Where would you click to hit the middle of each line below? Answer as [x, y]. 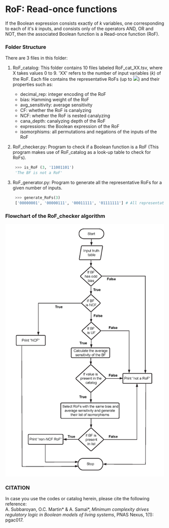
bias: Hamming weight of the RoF [54, 100]
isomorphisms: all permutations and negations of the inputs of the [89, 132]
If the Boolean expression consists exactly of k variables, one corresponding [85, 23]
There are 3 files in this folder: [37, 58]
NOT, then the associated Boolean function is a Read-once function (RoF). [82, 34]
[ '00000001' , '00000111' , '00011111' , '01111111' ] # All [76, 203]
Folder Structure [26, 47]
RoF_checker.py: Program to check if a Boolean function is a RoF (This [86, 147]
